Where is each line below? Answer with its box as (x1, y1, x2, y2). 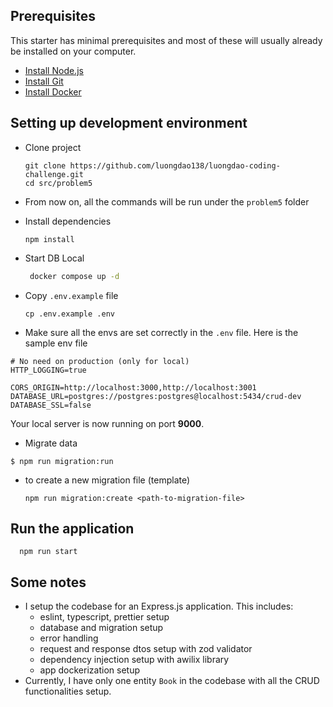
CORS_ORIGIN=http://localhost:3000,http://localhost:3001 (10, 382, 257, 393)
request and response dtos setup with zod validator (39, 643, 253, 655)
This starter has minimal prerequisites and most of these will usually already (10, 34, 323, 46)
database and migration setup (39, 622, 164, 634)
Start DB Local (24, 252, 85, 264)
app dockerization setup (39, 664, 140, 676)
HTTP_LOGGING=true (10, 365, 87, 375)
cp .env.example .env (24, 309, 115, 319)
